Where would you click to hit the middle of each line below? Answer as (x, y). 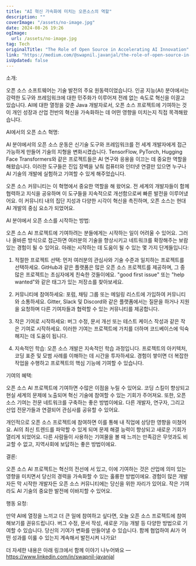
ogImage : (17, 33)
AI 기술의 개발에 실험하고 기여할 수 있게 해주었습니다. (66, 174)
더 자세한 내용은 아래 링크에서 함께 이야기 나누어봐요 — (69, 550)
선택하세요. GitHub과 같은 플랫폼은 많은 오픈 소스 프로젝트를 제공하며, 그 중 (100, 267)
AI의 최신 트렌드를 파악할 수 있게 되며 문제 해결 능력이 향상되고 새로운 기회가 (100, 429)
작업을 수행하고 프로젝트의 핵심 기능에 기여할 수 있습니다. (79, 363)
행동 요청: (17, 503)
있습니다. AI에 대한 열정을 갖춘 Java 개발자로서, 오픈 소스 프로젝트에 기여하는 (93, 105)
